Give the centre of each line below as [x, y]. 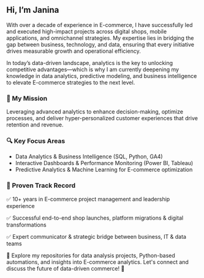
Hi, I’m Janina [33, 10]
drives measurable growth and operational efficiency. [74, 51]
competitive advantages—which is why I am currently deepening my [93, 69]
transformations [27, 225]
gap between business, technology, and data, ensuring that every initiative [100, 44]
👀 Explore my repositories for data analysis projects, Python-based [91, 255]
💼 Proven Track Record [41, 185]
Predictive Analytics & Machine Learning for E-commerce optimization [104, 170]
